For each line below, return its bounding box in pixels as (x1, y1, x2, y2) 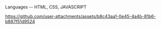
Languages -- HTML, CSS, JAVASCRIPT (5, 4, 87, 10)
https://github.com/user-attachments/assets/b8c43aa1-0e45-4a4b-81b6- (5, 14, 156, 19)
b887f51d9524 (5, 19, 35, 24)
